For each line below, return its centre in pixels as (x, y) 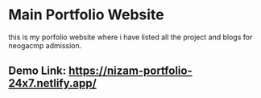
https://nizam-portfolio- (130, 71)
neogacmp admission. (45, 45)
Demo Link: (37, 71)
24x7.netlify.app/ (52, 83)
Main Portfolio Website (86, 15)
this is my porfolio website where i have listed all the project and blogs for (130, 37)
